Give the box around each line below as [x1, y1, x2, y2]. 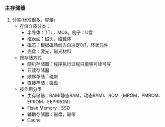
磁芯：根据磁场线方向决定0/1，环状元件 [27, 42, 109, 48]
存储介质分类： [19, 23, 51, 29]
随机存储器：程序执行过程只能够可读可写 [27, 61, 111, 67]
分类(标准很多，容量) [12, 17, 56, 23]
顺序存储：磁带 [27, 74, 58, 80]
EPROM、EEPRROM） [27, 99, 73, 105]
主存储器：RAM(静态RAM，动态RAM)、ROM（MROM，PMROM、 [27, 92, 163, 99]
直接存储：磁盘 [27, 80, 58, 86]
